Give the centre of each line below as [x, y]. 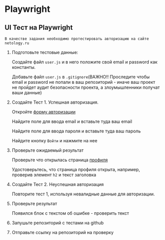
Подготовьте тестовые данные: [45, 52]
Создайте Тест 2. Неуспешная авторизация [58, 184]
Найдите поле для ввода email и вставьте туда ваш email [72, 121]
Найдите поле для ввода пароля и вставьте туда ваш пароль [76, 131]
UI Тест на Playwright [39, 28]
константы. [24, 67]
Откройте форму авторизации [44, 112]
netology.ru [17, 43]
